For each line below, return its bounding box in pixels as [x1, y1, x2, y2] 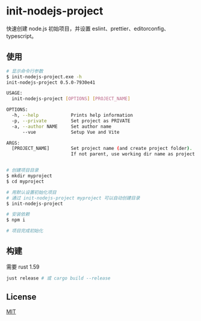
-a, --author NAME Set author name [11, 123, 112, 129]
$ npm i [6, 217, 26, 223]
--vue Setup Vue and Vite [22, 129, 120, 135]
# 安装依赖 [6, 211, 30, 217]
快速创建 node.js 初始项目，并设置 [6, 25, 91, 32]
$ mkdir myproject [6, 173, 52, 179]
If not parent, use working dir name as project [70, 151, 196, 157]
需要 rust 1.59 [6, 263, 40, 270]
